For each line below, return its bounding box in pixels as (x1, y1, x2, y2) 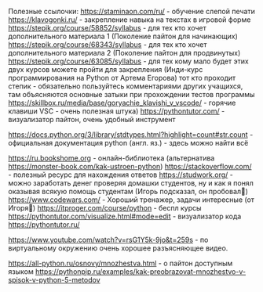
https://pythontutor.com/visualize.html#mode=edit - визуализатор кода (8, 211, 242, 221)
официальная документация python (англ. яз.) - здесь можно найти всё (8, 139, 249, 147)
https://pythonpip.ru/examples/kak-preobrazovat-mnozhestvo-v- (35, 267, 246, 276)
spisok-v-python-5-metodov (8, 276, 100, 284)
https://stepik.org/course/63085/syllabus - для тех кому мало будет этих (8, 56, 249, 66)
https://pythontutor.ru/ (8, 220, 80, 229)
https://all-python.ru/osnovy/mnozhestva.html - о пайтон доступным (8, 258, 233, 268)
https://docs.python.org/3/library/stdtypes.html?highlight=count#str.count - (8, 130, 254, 139)
